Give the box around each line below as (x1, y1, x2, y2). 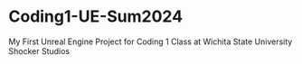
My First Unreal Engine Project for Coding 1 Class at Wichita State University (8, 36, 293, 47)
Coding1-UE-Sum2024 (8, 6, 183, 27)
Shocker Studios (8, 45, 70, 56)
